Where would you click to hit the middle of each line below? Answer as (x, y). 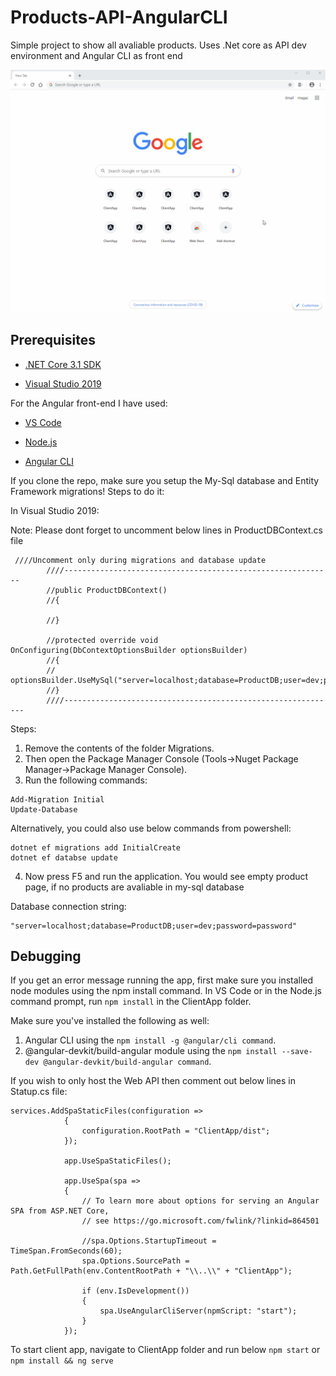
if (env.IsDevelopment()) (135, 1291)
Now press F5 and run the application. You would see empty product (166, 876)
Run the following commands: (86, 780)
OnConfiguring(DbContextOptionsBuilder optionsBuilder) (129, 650)
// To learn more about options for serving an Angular (200, 1201)
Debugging (46, 956)
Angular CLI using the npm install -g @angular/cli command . (150, 1040)
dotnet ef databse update (64, 857)
